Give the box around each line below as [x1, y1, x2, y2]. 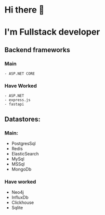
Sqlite [11, 205, 23, 211]
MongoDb [11, 167, 32, 172]
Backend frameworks [4, 46, 70, 54]
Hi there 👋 [4, 4, 44, 15]
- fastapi [4, 102, 25, 107]
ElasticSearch [11, 151, 39, 157]
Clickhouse [11, 200, 34, 205]
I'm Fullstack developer [4, 27, 100, 38]
